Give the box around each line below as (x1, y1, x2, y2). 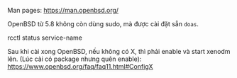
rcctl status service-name (7, 33, 83, 42)
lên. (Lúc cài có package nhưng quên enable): (7, 55, 142, 63)
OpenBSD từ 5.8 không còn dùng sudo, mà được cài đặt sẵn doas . (7, 20, 199, 28)
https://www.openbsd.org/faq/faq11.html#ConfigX (7, 62, 154, 70)
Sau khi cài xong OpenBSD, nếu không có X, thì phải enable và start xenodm (7, 48, 231, 55)
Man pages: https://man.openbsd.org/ (7, 6, 119, 14)
